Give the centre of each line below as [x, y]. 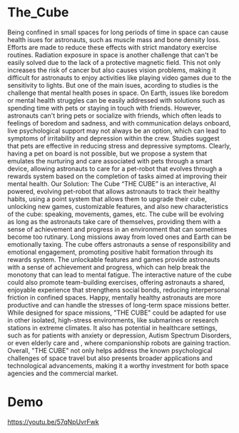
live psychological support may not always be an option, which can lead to [117, 131]
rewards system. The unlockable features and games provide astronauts [114, 259]
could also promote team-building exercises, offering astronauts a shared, [116, 282]
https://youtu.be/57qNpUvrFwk [53, 422]
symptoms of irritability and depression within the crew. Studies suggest [113, 138]
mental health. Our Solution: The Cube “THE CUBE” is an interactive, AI [112, 183]
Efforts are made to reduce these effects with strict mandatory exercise [112, 47]
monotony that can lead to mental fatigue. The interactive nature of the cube [119, 275]
